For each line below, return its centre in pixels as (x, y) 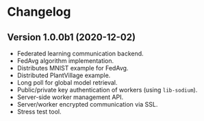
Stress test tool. (39, 111)
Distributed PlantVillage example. (64, 75)
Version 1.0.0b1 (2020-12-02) (71, 37)
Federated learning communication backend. (80, 53)
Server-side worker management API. (70, 97)
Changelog (39, 12)
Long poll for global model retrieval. (67, 82)
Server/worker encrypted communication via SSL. (87, 104)
